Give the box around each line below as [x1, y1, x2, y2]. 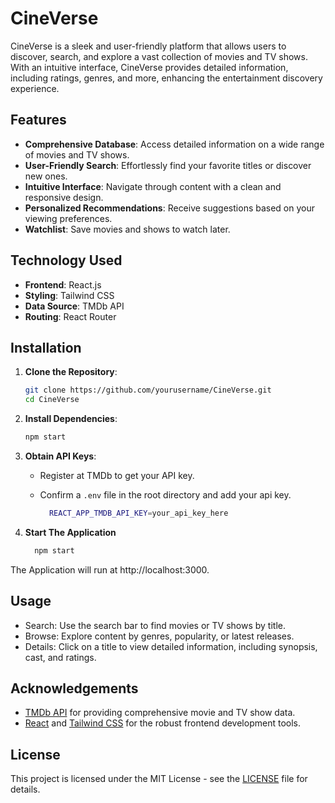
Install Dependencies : [24, 413, 118, 425]
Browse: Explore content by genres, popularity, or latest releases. [24, 630, 295, 642]
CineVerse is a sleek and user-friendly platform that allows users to [10, 40, 287, 52]
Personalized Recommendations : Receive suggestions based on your [24, 202, 315, 214]
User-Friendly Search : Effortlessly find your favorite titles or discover [24, 159, 312, 171]
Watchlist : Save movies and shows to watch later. [24, 223, 231, 235]
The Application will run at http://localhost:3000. [10, 563, 210, 576]
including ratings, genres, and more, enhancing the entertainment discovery [10, 72, 323, 84]
